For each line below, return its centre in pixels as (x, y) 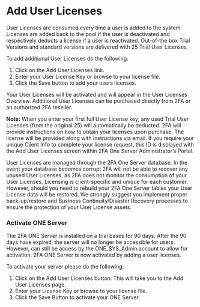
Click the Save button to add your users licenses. (76, 83)
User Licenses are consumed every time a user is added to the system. (94, 28)
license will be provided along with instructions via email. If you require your (100, 138)
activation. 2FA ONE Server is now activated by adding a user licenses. (94, 255)
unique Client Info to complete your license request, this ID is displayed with (100, 144)
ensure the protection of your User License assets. (69, 207)
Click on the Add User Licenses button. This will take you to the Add (99, 278)
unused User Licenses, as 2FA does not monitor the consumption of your (97, 175)
